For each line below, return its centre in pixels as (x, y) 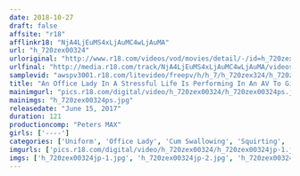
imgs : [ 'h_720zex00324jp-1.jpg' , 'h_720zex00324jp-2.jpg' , (121, 158)
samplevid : (29, 76)
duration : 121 (36, 116)
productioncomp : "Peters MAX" (66, 125)
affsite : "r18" (37, 34)
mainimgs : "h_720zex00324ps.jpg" (71, 100)
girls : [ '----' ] (39, 133)
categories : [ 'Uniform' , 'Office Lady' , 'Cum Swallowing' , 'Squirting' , (147, 141)
